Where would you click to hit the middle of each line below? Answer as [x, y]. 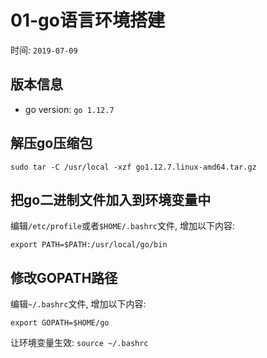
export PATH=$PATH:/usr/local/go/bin [89, 245]
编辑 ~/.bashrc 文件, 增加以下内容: [78, 304]
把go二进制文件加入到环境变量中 [111, 199]
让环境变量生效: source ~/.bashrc [79, 343]
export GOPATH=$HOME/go [60, 323]
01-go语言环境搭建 [87, 20]
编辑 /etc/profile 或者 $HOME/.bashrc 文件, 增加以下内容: [122, 226]
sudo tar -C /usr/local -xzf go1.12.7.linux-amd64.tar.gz [133, 167]
